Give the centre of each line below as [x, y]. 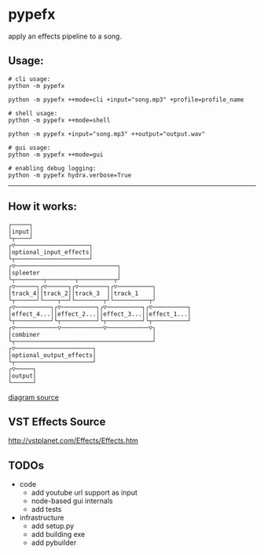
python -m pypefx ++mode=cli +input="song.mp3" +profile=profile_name [126, 100]
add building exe [58, 535]
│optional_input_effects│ [50, 252]
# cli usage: [29, 79]
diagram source [34, 397]
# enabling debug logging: [52, 168]
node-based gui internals [72, 501]
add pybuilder [54, 542]
